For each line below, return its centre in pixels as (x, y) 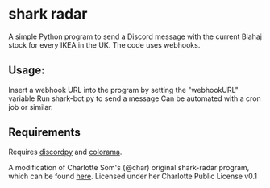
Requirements (44, 133)
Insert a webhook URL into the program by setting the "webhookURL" (124, 90)
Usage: (27, 71)
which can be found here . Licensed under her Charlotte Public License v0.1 (133, 176)
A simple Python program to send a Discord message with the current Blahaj (135, 36)
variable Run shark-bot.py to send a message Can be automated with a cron (135, 98)
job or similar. (31, 107)
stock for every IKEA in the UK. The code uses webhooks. (104, 44)
